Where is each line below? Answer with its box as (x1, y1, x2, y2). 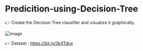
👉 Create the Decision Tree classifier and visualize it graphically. (5, 19, 135, 25)
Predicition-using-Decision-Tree (5, 3, 139, 14)
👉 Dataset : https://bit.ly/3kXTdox (5, 40, 73, 46)
